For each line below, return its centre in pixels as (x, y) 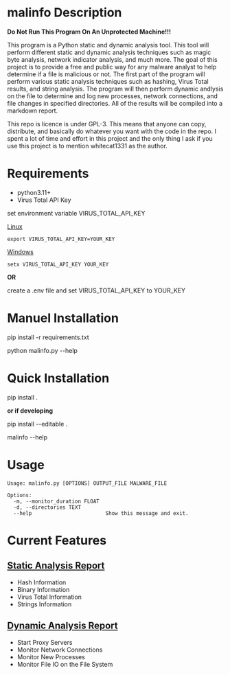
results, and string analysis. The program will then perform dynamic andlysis (115, 89)
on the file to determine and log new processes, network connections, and (112, 96)
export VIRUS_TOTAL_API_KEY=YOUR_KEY (61, 239)
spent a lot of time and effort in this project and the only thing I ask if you (110, 138)
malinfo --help (27, 437)
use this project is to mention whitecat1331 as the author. (88, 146)
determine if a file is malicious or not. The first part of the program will (106, 74)
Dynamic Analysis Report (62, 626)
